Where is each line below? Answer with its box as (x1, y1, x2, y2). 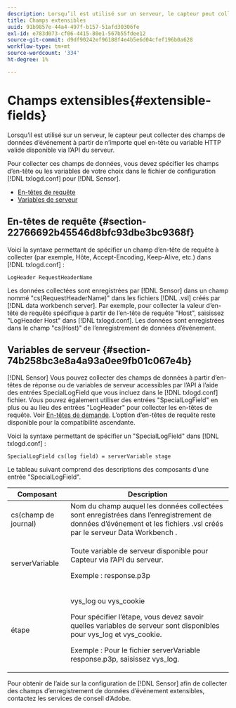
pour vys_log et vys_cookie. (70, 630, 162, 640)
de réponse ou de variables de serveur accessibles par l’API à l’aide (23, 381, 219, 390)
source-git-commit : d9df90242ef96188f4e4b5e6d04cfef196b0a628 (7, 37, 193, 44)
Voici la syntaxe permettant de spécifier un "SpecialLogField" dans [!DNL (7, 432, 219, 440)
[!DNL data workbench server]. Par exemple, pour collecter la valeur (7, 301, 205, 309)
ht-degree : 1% (7, 56, 49, 63)
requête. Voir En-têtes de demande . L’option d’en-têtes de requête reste (7, 411, 216, 419)
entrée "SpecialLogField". (7, 472, 81, 482)
